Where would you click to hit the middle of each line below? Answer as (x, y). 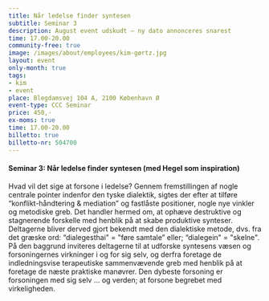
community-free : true (45, 46)
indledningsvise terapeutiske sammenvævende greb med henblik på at (125, 262)
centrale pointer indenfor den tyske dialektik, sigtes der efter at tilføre (123, 194)
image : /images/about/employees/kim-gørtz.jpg (88, 53)
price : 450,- (30, 113)
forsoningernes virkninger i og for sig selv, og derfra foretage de (115, 254)
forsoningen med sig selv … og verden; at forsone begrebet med (115, 280)
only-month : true (37, 68)
